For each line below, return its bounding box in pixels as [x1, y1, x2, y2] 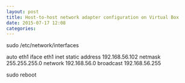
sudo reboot [6, 71, 37, 78]
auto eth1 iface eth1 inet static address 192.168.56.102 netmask [6, 53, 161, 60]
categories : [6, 25, 36, 32]
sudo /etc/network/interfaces [6, 42, 80, 49]
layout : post [6, 8, 39, 15]
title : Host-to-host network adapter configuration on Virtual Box [6, 14, 180, 20]
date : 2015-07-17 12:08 [6, 20, 66, 26]
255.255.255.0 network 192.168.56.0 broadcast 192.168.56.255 [6, 60, 161, 67]
